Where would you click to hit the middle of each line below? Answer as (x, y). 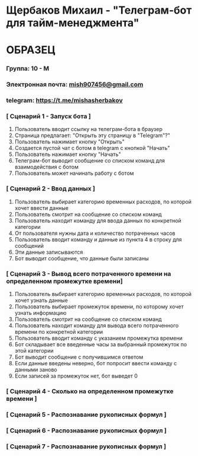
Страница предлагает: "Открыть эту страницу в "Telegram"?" (92, 135)
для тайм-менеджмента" (73, 23)
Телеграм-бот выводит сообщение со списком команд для (90, 161)
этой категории (34, 351)
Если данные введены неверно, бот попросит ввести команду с (96, 363)
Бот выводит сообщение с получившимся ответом (79, 357)
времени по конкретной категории (59, 332)
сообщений (29, 245)
